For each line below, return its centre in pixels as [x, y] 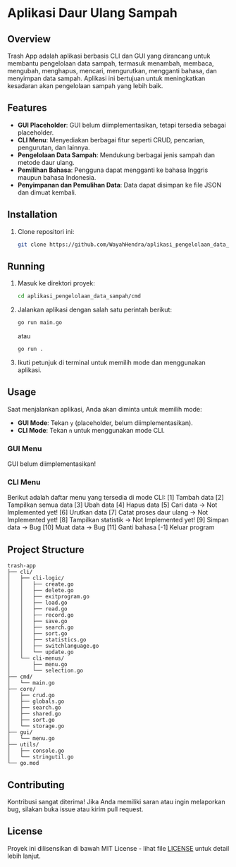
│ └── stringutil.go [41, 757]
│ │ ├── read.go [38, 609]
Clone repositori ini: [46, 231]
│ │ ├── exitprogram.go [49, 597]
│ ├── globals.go [36, 702]
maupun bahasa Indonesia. [57, 177]
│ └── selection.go [45, 671]
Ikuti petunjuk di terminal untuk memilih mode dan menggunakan [111, 362]
